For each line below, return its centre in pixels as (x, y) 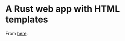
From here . (17, 33)
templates (27, 20)
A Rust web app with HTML (63, 9)
